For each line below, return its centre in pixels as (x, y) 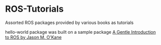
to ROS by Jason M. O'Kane (33, 37)
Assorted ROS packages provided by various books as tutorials (69, 22)
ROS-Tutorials (35, 9)
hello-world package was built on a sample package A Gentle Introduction (80, 32)
